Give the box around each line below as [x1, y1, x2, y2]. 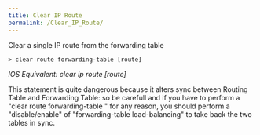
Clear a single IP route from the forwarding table [8, 40, 164, 49]
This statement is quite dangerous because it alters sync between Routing [8, 84, 248, 94]
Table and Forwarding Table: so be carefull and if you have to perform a [8, 93, 240, 102]
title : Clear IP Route [8, 11, 82, 20]
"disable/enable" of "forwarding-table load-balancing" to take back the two [8, 109, 253, 119]
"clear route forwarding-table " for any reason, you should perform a [8, 101, 230, 111]
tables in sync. [8, 118, 56, 127]
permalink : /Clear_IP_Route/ [8, 19, 104, 27]
